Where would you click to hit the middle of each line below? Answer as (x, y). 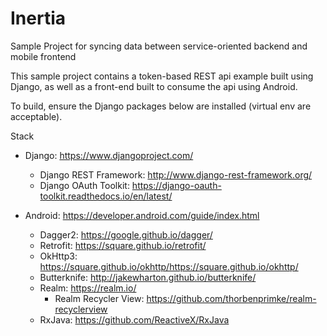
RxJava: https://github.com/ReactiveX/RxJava (134, 319)
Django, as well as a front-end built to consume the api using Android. (154, 86)
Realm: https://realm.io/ (88, 288)
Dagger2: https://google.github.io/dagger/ (126, 234)
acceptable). (36, 116)
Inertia (38, 18)
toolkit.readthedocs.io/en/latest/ (106, 196)
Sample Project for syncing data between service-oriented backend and (159, 46)
